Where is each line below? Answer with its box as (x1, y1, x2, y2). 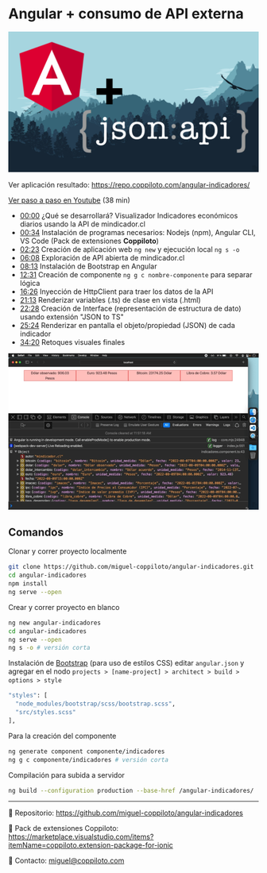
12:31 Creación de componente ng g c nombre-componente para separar (19, 270, 253, 280)
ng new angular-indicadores (8, 619, 102, 627)
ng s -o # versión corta (8, 644, 91, 652)
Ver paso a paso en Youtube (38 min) (8, 195, 131, 205)
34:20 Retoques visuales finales (19, 338, 126, 347)
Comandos (8, 525, 64, 539)
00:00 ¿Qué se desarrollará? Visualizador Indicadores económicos (19, 211, 238, 221)
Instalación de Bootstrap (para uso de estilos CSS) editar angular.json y (8, 659, 245, 668)
